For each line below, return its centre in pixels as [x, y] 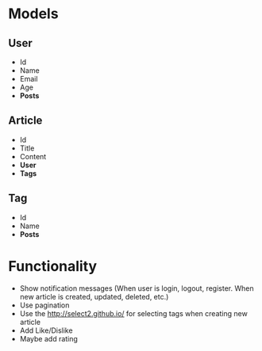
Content [33, 156]
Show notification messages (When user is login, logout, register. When [137, 288]
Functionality [53, 266]
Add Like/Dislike [46, 330]
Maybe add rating [48, 338]
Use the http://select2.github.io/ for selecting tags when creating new [133, 313]
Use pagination [44, 305]
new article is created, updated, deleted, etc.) [94, 296]
